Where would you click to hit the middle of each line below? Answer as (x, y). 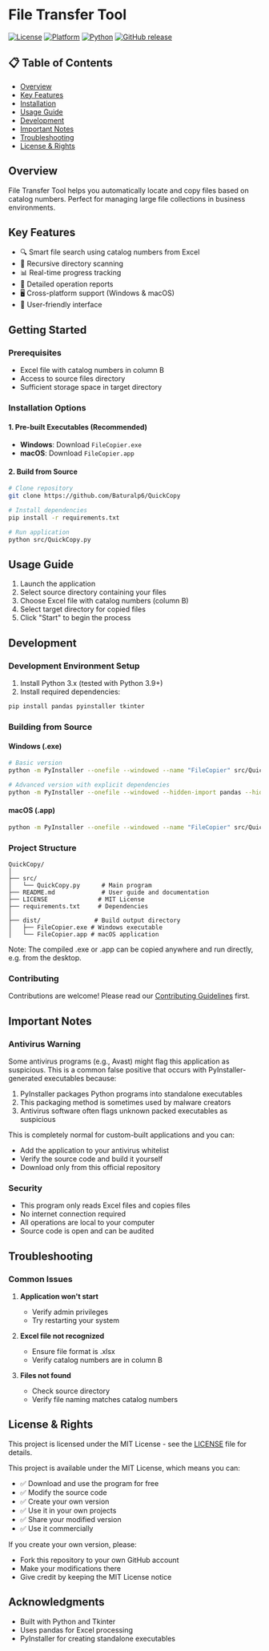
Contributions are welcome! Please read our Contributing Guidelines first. (129, 996)
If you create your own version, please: (73, 1544)
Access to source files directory (72, 379)
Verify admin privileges (70, 1312)
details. (20, 1452)
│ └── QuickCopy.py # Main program (80, 886)
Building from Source (50, 727)
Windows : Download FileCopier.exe (81, 445)
